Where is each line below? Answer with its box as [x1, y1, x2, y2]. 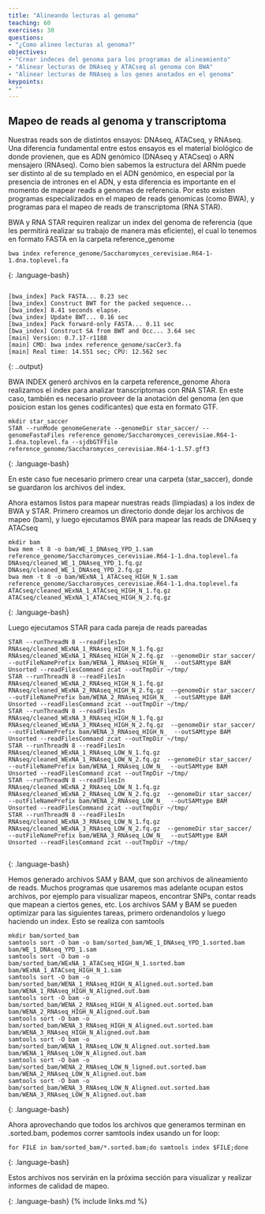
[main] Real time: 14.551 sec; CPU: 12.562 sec [8, 348, 168, 356]
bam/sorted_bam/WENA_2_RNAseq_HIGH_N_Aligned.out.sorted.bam [8, 1001, 214, 1009]
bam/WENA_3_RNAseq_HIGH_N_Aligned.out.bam [8, 1028, 150, 1037]
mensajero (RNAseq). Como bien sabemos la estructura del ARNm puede [8, 160, 246, 170]
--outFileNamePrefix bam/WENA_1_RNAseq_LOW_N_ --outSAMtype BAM [8, 763, 227, 771]
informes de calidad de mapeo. [8, 1182, 110, 1191]
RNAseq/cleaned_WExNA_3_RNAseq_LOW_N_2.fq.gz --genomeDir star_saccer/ [8, 825, 252, 833]
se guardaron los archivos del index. [8, 483, 126, 492]
